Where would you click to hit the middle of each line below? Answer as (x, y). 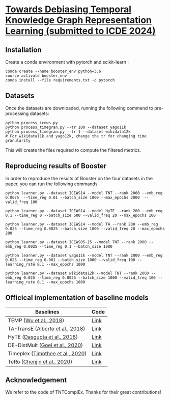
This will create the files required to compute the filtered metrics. (73, 150)
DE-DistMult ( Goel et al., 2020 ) (45, 346)
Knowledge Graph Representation (78, 20)
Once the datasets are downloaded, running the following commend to (79, 108)
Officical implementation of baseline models (77, 298)
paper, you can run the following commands (51, 184)
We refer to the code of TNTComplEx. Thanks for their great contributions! (83, 392)
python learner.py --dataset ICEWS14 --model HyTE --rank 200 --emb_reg (84, 211)
